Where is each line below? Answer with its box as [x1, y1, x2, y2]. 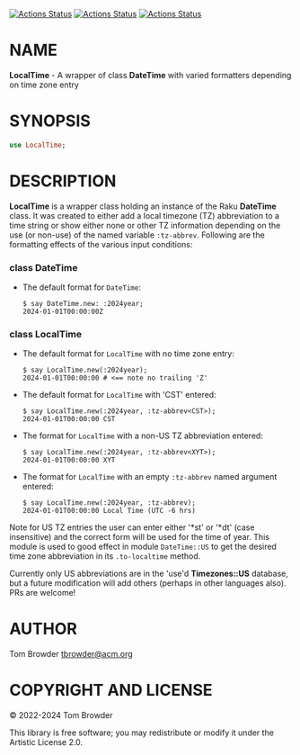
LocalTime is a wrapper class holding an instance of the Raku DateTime [9, 201, 277, 211]
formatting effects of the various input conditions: [9, 238, 193, 249]
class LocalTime [9, 328, 83, 340]
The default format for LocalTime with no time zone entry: [22, 348, 235, 359]
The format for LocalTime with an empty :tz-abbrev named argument [22, 472, 278, 482]
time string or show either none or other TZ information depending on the [9, 220, 281, 230]
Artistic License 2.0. [9, 737, 84, 748]
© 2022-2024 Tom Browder [9, 710, 113, 721]
